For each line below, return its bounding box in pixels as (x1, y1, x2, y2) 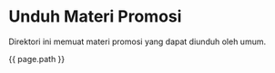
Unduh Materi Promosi (8, 6, 182, 27)
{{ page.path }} (8, 53, 66, 64)
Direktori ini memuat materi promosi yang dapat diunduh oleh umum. (8, 36, 266, 47)
